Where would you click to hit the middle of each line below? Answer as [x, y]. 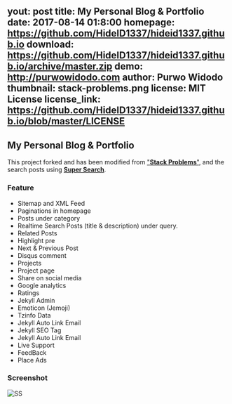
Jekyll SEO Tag [39, 330]
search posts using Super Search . [57, 170]
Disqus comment [42, 255]
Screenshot [27, 378]
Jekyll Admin [36, 300]
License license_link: [54, 99]
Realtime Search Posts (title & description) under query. [98, 226]
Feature [21, 188]
